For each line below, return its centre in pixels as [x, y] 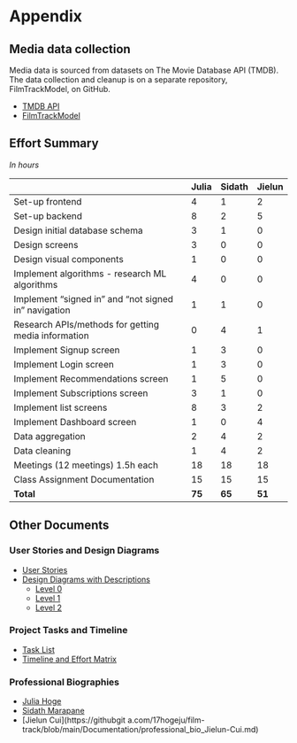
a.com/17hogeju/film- [166, 720]
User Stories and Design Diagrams [84, 551]
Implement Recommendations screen [91, 378]
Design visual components [69, 259]
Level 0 [49, 588]
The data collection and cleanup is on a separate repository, [118, 80]
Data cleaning [42, 451]
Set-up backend [48, 216]
